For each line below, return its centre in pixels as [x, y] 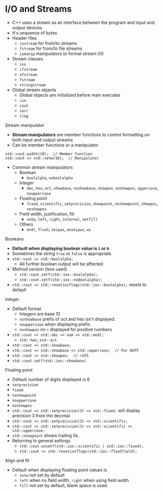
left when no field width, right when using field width [74, 480]
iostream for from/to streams [48, 43]
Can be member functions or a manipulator [55, 145]
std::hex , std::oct [38, 339]
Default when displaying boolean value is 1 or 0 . [61, 248]
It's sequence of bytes [35, 33]
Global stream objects [34, 90]
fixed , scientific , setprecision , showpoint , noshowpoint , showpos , [92, 203]
